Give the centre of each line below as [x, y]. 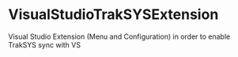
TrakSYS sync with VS [45, 44]
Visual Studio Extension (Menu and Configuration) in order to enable [119, 36]
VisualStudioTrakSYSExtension [113, 15]
